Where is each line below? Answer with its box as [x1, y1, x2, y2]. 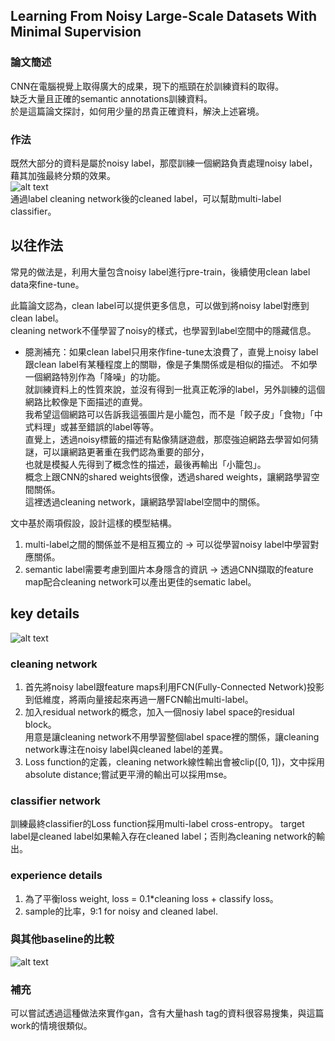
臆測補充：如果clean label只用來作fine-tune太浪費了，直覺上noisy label [24, 345, 319, 358]
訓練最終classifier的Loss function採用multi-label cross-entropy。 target [10, 818, 305, 830]
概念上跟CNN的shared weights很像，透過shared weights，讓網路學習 [24, 470, 312, 483]
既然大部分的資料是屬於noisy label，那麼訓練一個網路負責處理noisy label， [10, 157, 318, 169]
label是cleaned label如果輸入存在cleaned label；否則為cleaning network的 [10, 830, 317, 843]
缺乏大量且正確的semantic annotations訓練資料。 [10, 92, 213, 104]
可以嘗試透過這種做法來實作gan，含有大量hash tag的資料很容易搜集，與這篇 [10, 1007, 325, 1019]
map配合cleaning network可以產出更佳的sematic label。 [24, 575, 257, 588]
